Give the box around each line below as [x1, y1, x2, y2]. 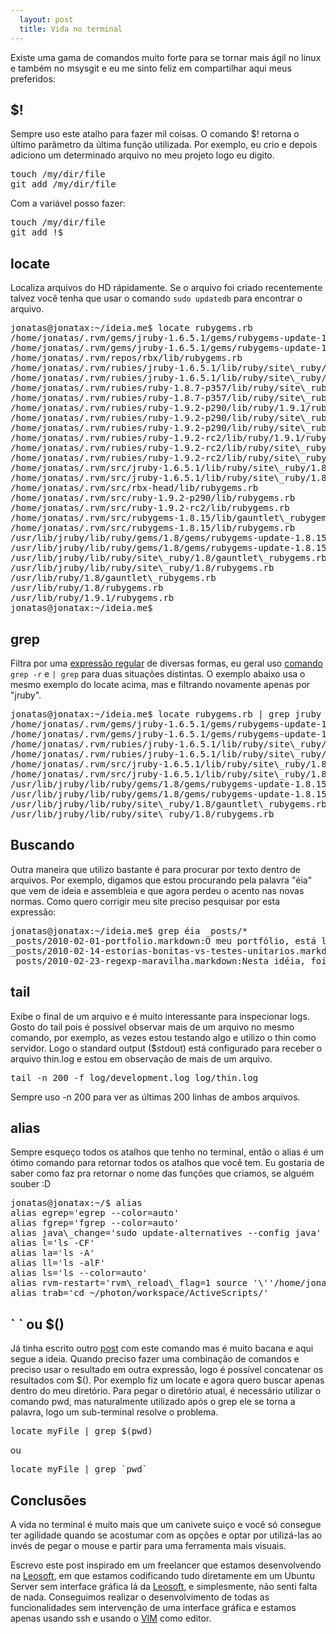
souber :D [10, 1178, 52, 1190]
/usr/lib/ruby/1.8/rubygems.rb [10, 582, 164, 594]
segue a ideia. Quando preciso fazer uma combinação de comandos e [10, 1353, 300, 1365]
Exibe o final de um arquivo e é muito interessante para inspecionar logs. [10, 1010, 310, 1022]
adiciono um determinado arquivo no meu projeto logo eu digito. [10, 149, 275, 161]
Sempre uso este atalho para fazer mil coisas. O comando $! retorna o [10, 128, 300, 140]
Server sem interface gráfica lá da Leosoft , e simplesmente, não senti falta [10, 1581, 318, 1592]
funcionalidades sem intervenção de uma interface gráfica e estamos [10, 1602, 297, 1613]
